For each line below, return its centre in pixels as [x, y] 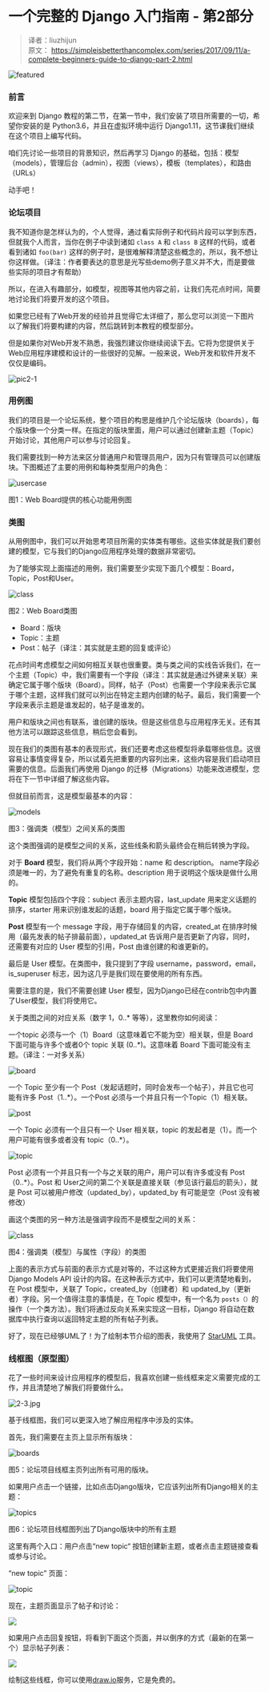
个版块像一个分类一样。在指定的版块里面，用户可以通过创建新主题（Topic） [133, 430]
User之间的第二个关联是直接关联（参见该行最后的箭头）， [157, 1183]
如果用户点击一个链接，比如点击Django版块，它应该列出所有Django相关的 [130, 1487]
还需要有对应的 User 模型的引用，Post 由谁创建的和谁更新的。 [111, 946]
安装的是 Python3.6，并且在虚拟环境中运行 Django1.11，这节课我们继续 [138, 126]
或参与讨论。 [29, 1556]
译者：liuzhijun [52, 40]
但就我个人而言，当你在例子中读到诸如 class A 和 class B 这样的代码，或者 [132, 242]
